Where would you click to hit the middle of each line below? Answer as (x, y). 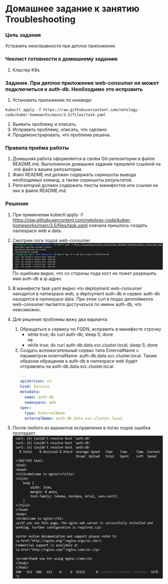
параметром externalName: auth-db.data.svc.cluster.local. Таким (88, 355)
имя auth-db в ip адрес (37, 278)
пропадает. (24, 433)
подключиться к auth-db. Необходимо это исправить (74, 89)
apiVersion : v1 (35, 381)
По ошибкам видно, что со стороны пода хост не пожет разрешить (84, 273)
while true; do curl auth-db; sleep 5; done (70, 334)
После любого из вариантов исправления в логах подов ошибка (81, 428)
